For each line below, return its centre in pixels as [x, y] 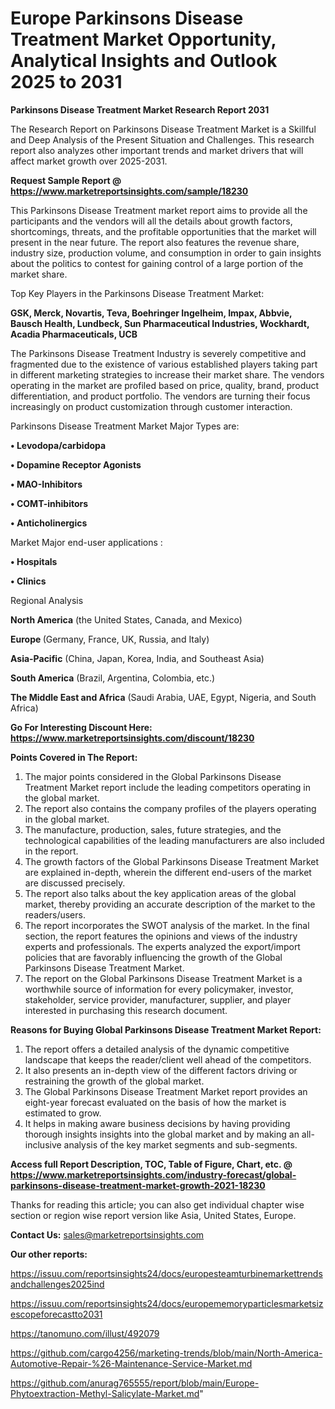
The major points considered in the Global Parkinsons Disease [153, 776]
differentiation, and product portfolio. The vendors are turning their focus [160, 396]
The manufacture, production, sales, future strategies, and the [153, 829]
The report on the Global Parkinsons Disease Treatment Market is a [163, 978]
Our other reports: [49, 1254]
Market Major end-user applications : [86, 542]
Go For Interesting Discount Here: [81, 727]
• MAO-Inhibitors [46, 484]
